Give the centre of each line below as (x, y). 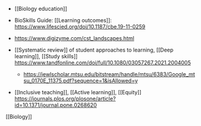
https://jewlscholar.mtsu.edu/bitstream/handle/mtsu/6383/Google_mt (109, 74)
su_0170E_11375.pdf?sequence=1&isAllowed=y (81, 81)
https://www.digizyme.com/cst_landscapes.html (74, 38)
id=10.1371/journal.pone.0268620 (55, 105)
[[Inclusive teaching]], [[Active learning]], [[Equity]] (78, 92)
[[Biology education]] (41, 9)
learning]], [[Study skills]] (46, 56)
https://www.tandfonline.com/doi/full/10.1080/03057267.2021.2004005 (102, 63)
